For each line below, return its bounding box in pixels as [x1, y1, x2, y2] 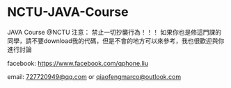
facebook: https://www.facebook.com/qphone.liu [7, 59, 149, 67]
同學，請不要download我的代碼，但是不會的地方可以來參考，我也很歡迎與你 [7, 36, 225, 45]
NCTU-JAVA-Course [7, 4, 129, 20]
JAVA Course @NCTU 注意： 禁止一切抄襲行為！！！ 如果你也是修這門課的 [7, 28, 221, 36]
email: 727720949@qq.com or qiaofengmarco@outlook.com [7, 72, 182, 80]
